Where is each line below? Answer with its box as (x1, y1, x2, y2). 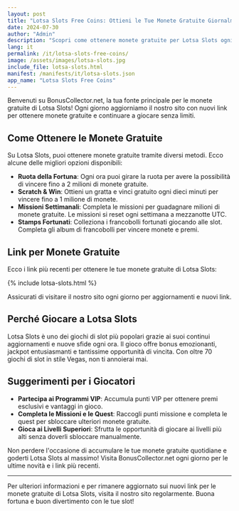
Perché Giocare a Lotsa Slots (7, 313, 137, 325)
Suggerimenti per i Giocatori (7, 376, 136, 388)
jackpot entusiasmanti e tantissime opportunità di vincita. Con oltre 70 (7, 347, 213, 356)
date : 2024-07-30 (7, 24, 59, 31)
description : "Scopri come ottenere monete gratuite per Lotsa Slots (7, 37, 218, 44)
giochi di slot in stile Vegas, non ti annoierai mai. (7, 354, 149, 363)
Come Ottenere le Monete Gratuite (7, 132, 163, 144)
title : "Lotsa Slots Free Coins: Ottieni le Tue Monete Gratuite (7, 17, 205, 24)
